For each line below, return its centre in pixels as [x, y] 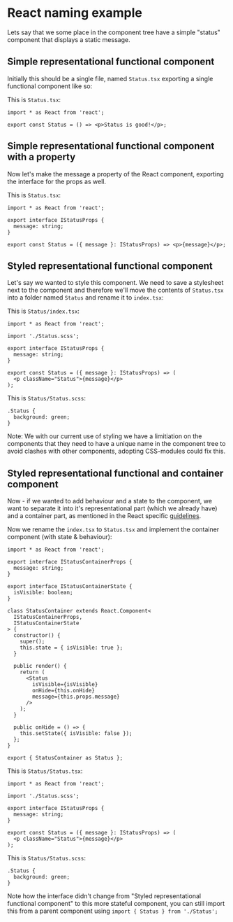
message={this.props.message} [76, 697]
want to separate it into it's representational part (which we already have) [112, 508]
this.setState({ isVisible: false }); [76, 734]
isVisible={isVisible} [65, 685]
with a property [42, 157]
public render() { [40, 666]
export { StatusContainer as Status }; [65, 758]
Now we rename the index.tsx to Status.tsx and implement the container [113, 529]
